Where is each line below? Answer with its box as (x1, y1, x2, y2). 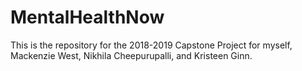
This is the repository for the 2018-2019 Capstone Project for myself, (10, 39, 293, 51)
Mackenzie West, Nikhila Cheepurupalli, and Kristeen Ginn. (10, 49, 253, 61)
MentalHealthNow (10, 6, 165, 29)
